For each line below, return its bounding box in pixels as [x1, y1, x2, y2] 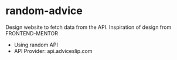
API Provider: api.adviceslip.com [13, 47, 93, 54]
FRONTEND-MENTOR [5, 29, 59, 36]
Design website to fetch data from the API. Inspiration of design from [5, 24, 172, 31]
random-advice [5, 4, 83, 18]
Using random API [13, 41, 58, 48]
